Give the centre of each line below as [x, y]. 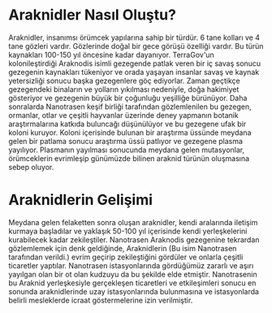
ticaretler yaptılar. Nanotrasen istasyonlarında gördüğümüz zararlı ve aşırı [131, 265]
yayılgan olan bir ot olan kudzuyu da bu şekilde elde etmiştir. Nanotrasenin [133, 274]
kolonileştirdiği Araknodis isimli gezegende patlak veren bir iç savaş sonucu [135, 63]
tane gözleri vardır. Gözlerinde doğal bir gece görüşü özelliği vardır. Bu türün [136, 46]
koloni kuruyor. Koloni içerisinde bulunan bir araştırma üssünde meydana [130, 133]
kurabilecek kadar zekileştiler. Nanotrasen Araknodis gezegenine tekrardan [134, 239]
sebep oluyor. [31, 167]
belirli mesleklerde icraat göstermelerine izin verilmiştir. [101, 300]
